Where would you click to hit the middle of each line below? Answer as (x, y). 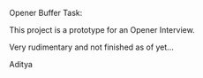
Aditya (21, 64)
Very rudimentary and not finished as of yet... (91, 47)
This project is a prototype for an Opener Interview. (102, 30)
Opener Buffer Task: (46, 13)
